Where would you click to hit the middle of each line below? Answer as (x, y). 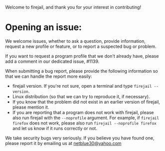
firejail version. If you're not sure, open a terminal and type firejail (82, 86)
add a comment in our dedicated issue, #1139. (52, 61)
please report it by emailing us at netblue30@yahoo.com (63, 143)
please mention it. (31, 107)
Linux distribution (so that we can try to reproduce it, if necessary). (81, 96)
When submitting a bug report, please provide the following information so (82, 71)
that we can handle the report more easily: (49, 76)
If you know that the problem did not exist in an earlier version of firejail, (86, 102)
